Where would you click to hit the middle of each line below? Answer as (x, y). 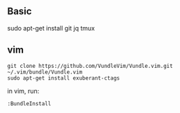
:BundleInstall (29, 103)
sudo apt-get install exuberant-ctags (63, 78)
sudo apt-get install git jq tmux (51, 28)
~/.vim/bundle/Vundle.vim (45, 72)
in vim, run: (23, 91)
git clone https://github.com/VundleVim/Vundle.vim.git (90, 66)
